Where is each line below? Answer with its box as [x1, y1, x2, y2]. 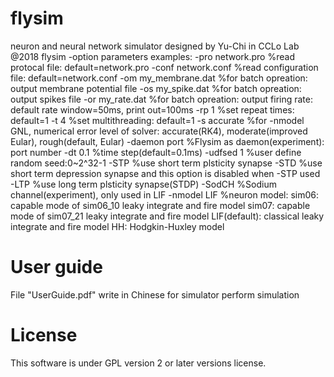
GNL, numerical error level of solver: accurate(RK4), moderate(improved [10, 125, 308, 137]
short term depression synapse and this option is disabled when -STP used [10, 167, 321, 179]
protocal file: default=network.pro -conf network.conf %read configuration [10, 61, 319, 73]
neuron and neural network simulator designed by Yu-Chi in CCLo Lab [10, 40, 300, 52]
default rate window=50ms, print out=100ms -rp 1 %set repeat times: [10, 103, 295, 116]
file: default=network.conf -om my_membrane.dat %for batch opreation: [10, 72, 308, 84]
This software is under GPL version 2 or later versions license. [10, 357, 267, 369]
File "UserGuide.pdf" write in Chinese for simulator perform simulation [10, 288, 300, 301]
